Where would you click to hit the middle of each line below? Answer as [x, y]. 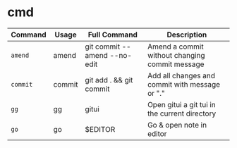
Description [187, 35]
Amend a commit [175, 47]
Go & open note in [177, 125]
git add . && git [109, 80]
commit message [176, 64]
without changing [176, 55]
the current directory [182, 113]
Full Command [113, 35]
